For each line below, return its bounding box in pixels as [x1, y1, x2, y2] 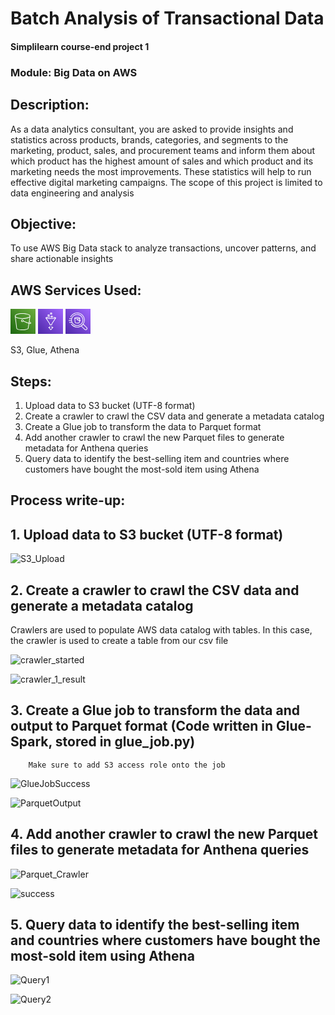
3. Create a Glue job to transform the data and [10, 702, 300, 719]
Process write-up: [10, 492, 126, 509]
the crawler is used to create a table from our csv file [10, 634, 229, 646]
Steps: [10, 373, 52, 390]
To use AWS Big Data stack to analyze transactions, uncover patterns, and [10, 242, 317, 254]
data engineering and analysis [10, 187, 135, 199]
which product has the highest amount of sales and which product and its [10, 155, 314, 167]
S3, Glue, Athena [10, 344, 80, 356]
